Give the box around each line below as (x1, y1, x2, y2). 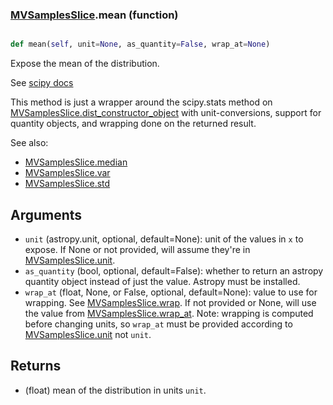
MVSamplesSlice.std (24, 178, 111, 190)
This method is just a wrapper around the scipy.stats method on (10, 96, 273, 108)
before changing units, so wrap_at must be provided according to (24, 318, 293, 330)
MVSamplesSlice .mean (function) (10, 8, 179, 22)
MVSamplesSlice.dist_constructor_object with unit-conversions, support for (10, 107, 322, 119)
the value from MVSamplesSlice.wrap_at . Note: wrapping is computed (24, 307, 314, 319)
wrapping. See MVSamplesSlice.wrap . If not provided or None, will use (24, 296, 317, 308)
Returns (10, 358, 62, 375)
